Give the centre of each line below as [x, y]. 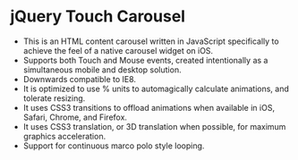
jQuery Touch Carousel [98, 17]
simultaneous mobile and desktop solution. [102, 70]
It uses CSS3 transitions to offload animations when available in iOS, [149, 107]
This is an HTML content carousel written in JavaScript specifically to [151, 41]
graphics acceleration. [64, 136]
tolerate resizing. [54, 98]
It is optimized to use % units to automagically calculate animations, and [156, 88]
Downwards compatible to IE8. [80, 79]
